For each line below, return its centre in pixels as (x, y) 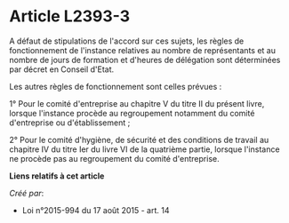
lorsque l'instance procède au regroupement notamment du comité (132, 113)
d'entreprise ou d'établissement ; (70, 123)
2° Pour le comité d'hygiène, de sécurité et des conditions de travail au (139, 139)
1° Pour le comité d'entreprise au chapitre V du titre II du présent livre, (137, 103)
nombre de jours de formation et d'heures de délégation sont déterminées (145, 60)
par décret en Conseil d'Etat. (62, 69)
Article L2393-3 (70, 16)
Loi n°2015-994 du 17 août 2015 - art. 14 (96, 210)
